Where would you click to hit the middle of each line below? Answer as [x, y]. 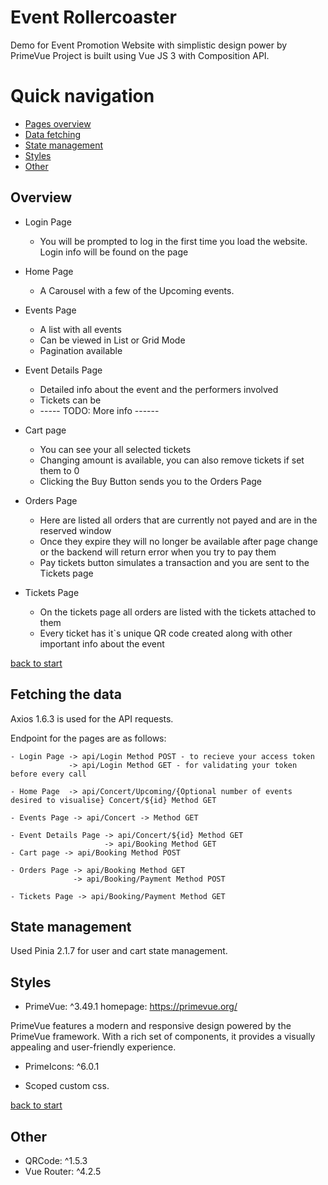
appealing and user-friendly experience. [93, 1047]
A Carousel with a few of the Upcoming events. [137, 290]
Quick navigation [82, 96]
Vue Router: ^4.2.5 [63, 1171]
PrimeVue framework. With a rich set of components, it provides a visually [163, 1037]
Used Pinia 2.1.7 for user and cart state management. [119, 951]
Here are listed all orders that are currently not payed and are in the [178, 520]
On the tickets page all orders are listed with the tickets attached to [178, 612]
